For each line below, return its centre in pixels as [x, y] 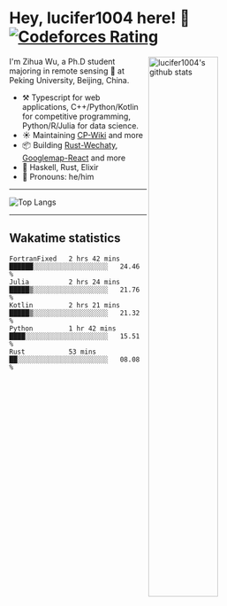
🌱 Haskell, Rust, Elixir [60, 167]
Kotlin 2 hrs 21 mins [65, 305]
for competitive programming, [76, 116]
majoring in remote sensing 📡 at [67, 71]
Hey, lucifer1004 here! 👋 [100, 18]
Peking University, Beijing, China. [69, 80]
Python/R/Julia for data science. [80, 125]
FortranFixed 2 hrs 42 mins [65, 259]
